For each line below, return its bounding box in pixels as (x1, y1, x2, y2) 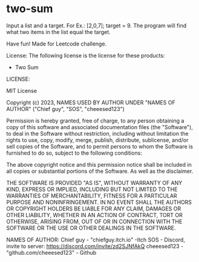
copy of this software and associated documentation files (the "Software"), (6, 123, 194, 130)
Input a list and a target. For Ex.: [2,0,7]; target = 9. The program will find (6, 22, 187, 29)
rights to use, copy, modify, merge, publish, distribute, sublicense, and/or (6, 136, 189, 144)
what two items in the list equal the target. (6, 28, 111, 35)
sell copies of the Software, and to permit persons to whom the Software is (6, 143, 194, 150)
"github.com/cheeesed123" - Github (6, 249, 97, 256)
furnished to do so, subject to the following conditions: (6, 149, 142, 156)
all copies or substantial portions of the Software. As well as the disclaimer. (6, 167, 194, 175)
